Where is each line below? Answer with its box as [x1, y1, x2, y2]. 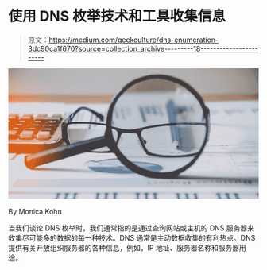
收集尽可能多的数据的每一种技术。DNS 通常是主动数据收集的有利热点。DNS [8, 233, 256, 243]
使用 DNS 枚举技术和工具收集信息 [8, 7, 226, 25]
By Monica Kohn [8, 207, 62, 217]
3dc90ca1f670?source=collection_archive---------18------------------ [27, 44, 258, 53]
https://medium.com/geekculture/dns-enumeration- [48, 35, 219, 44]
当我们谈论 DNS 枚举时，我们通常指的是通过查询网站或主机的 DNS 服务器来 [8, 223, 255, 233]
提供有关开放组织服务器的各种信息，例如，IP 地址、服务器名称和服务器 [8, 243, 240, 253]
